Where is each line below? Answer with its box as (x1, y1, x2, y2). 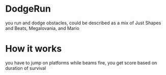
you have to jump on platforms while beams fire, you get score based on (5, 59, 157, 66)
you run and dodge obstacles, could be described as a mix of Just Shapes (5, 20, 161, 26)
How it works (5, 43, 62, 55)
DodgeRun (5, 3, 51, 15)
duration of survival (5, 65, 46, 71)
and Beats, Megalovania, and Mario (5, 25, 80, 31)
